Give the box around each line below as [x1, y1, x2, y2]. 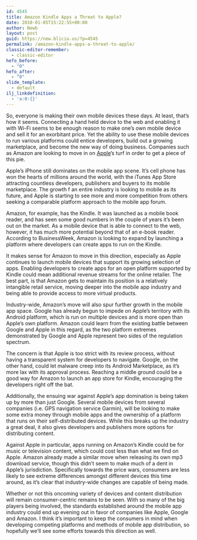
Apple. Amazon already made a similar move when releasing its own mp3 [6, 453, 183, 461]
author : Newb [6, 25, 38, 31]
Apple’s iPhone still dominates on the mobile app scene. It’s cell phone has [6, 167, 186, 174]
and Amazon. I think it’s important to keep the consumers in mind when [6, 515, 178, 522]
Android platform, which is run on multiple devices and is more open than [6, 313, 184, 320]
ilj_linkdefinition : [6, 90, 57, 96]
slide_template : [6, 80, 46, 86]
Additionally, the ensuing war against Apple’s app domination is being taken [6, 392, 189, 399]
